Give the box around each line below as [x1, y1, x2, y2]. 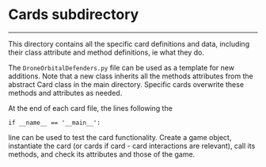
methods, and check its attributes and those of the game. [8, 149, 196, 159]
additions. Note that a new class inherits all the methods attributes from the [8, 71, 253, 81]
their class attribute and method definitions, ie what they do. [8, 47, 204, 57]
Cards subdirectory [8, 6, 139, 24]
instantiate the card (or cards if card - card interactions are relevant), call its [8, 141, 256, 150]
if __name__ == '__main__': [8, 119, 101, 127]
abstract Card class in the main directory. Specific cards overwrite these [8, 79, 244, 89]
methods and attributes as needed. [8, 88, 123, 97]
